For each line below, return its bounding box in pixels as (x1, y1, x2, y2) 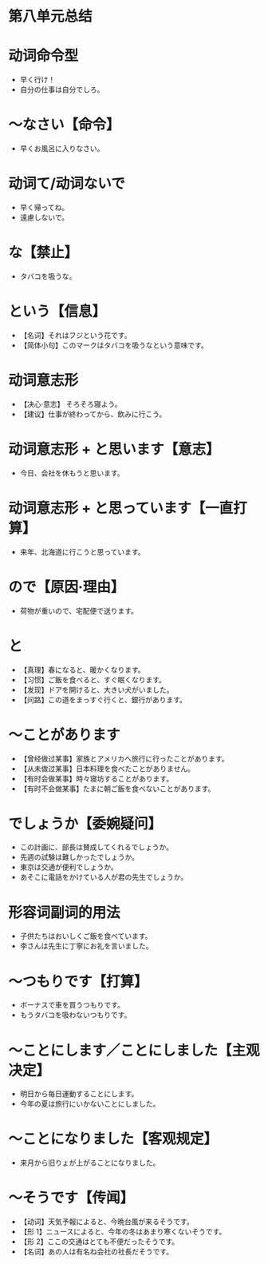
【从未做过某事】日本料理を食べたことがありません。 (19, 764, 195, 773)
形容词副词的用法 (8, 904, 121, 921)
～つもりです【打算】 (8, 972, 149, 991)
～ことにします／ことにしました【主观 (8, 1041, 261, 1059)
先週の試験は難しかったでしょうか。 (19, 853, 140, 862)
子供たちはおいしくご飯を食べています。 (19, 932, 152, 941)
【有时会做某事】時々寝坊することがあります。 (19, 773, 174, 783)
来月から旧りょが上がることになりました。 (19, 1158, 160, 1167)
